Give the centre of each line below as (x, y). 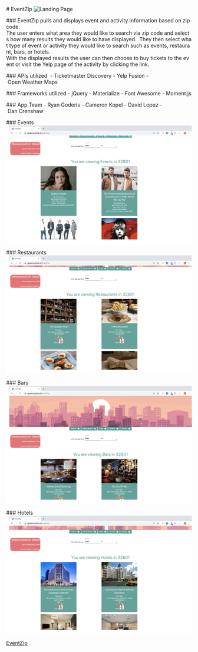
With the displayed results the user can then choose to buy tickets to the (94, 58)
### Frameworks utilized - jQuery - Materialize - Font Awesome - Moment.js (99, 93)
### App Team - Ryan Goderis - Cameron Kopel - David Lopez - (84, 105)
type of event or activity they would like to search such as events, (89, 45)
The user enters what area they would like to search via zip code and (90, 33)
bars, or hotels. (32, 52)
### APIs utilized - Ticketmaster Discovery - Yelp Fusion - (77, 76)
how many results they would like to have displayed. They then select (95, 39)
